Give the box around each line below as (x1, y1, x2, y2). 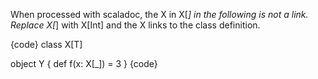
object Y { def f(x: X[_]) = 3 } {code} (10, 58, 158, 69)
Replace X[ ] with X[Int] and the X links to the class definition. (10, 19, 261, 31)
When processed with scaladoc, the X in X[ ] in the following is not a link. (10, 9, 309, 20)
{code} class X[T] (10, 39, 83, 50)
